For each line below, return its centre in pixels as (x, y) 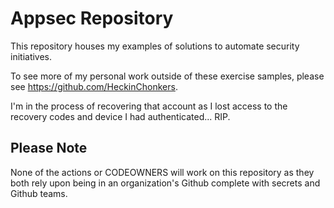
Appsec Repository (92, 18)
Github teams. (39, 193)
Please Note (49, 148)
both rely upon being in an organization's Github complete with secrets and (165, 183)
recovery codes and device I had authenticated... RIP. (120, 116)
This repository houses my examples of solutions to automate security (155, 46)
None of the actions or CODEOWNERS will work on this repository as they (162, 172)
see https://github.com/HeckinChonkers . (94, 86)
